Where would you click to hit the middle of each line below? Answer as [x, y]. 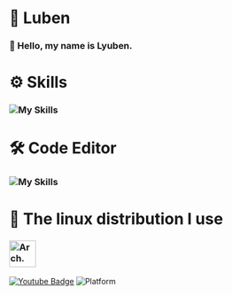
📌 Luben [40, 18]
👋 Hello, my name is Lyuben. [71, 46]
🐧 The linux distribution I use [116, 218]
